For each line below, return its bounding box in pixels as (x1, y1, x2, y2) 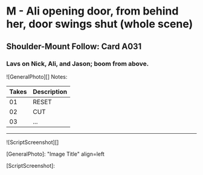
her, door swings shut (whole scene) (6, 17, 193, 31)
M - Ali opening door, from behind (6, 4, 179, 18)
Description (33, 87, 68, 96)
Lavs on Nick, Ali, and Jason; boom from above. (6, 59, 149, 68)
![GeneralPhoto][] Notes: (6, 73, 68, 80)
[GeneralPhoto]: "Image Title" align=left (6, 150, 105, 157)
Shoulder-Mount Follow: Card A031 (6, 41, 142, 51)
